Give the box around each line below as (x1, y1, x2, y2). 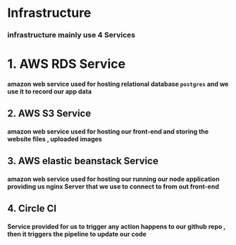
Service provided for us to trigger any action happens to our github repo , (7, 222, 226, 230)
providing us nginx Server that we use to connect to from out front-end (7, 182, 220, 191)
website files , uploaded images (7, 134, 102, 143)
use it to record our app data (7, 87, 92, 96)
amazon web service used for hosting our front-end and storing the (7, 127, 209, 135)
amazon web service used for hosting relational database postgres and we (7, 80, 229, 88)
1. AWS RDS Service (7, 56, 125, 72)
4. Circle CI (7, 203, 57, 215)
